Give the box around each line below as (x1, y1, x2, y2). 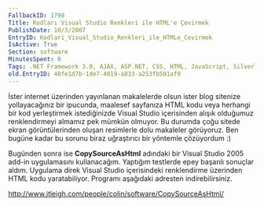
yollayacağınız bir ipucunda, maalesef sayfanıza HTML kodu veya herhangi (8, 100, 251, 109)
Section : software (8, 48, 68, 56)
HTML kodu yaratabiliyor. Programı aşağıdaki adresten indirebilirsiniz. (8, 174, 233, 183)
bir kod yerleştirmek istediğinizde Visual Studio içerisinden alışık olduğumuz (8, 108, 254, 118)
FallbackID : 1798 (8, 11, 65, 20)
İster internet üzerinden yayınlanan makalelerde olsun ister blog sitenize (8, 91, 241, 101)
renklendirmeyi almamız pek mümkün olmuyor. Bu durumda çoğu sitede (8, 116, 241, 126)
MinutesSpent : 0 (8, 56, 61, 64)
